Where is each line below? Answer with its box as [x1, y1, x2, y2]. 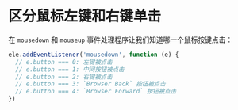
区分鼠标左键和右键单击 [8, 7, 162, 25]
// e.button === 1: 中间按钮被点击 [15, 65, 125, 74]
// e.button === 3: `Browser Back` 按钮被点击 [15, 80, 167, 88]
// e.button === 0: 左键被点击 [15, 58, 113, 66]
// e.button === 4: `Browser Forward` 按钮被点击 [15, 88, 177, 96]
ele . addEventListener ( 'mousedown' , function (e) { [8, 51, 179, 59]
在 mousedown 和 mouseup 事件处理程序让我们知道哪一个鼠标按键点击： [8, 35, 233, 44]
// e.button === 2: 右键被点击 [15, 73, 113, 81]
